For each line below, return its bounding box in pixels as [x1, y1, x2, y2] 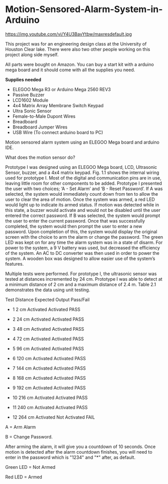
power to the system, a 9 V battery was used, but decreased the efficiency [5, 244, 160, 251]
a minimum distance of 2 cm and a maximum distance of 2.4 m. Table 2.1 [5, 281, 156, 287]
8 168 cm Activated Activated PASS [12, 375, 86, 381]
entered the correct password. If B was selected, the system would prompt [5, 212, 160, 218]
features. [5, 260, 24, 267]
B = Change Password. [5, 433, 53, 439]
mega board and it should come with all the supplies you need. [5, 67, 135, 73]
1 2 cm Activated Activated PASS [12, 306, 80, 312]
